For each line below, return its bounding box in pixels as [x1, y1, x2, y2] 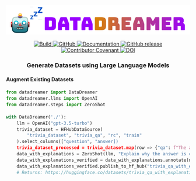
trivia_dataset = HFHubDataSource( [16, 126, 103, 133]
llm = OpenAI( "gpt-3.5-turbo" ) [16, 120, 93, 126]
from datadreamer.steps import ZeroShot [6, 102, 106, 108]
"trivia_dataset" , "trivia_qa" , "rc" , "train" [27, 133, 142, 138]
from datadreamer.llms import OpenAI [6, 96, 98, 102]
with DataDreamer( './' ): [6, 114, 66, 120]
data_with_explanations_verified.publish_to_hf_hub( [16, 163, 148, 169]
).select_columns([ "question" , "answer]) [16, 139, 118, 145]
